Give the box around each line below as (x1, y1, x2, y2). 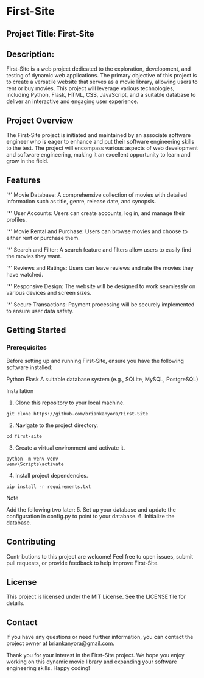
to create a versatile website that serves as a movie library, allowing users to (6, 78, 198, 86)
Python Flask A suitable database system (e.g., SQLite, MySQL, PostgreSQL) (6, 375, 199, 383)
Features (6, 175, 41, 185)
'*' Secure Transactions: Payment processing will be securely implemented (6, 301, 195, 308)
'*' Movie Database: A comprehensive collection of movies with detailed (6, 191, 188, 199)
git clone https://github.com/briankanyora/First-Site (6, 411, 149, 417)
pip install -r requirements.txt (6, 483, 91, 490)
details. (6, 599, 25, 607)
